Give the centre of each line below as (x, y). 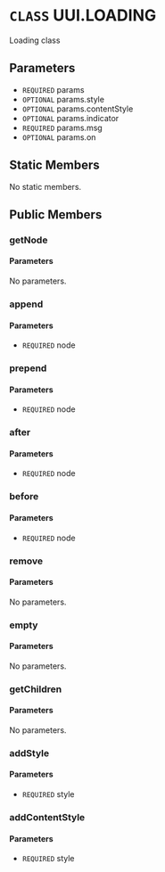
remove (26, 561)
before (24, 497)
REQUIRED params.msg (62, 128)
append (26, 304)
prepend (28, 368)
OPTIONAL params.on (59, 137)
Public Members (56, 214)
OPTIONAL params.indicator (70, 118)
